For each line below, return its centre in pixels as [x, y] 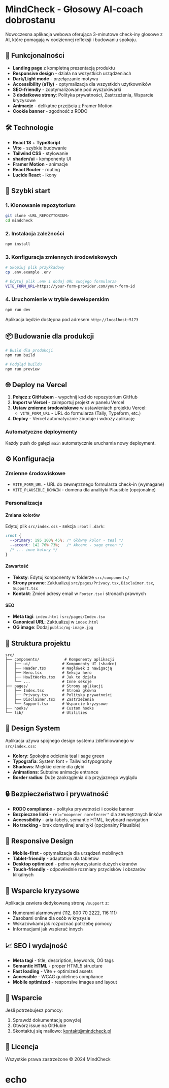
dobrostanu [30, 20]
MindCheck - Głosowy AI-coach [74, 9]
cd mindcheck [19, 221]
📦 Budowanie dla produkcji [50, 336]
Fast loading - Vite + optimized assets [53, 971]
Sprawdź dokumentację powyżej [47, 1020]
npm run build [20, 355]
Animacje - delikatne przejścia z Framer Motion [62, 106]
